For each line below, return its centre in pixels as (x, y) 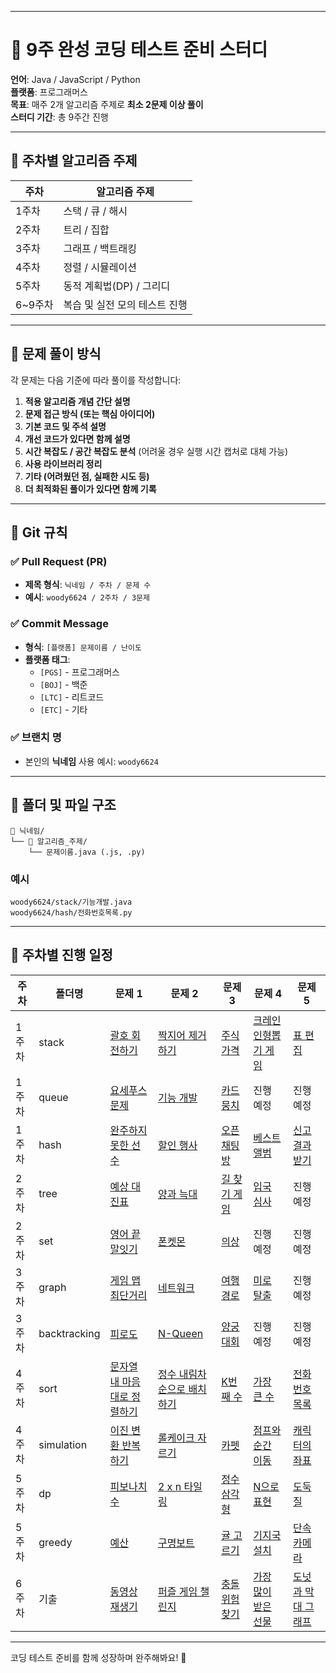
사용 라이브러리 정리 (63, 463)
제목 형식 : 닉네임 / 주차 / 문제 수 (88, 585)
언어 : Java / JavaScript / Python (75, 79)
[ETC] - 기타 (63, 709)
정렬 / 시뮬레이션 (100, 267)
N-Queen (180, 1333)
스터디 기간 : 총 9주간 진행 (59, 117)
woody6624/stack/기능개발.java (71, 902)
